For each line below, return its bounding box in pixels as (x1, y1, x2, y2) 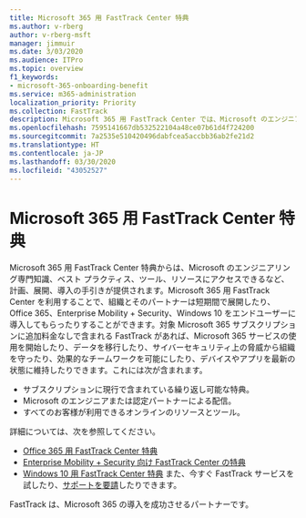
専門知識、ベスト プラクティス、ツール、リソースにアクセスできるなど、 (16, 274, 290, 285)
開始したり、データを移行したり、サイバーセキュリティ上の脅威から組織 (25, 342, 296, 353)
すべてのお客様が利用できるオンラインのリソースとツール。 (22, 407, 246, 418)
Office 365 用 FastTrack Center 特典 (22, 445, 158, 456)
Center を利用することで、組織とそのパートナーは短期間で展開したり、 (9, 297, 276, 308)
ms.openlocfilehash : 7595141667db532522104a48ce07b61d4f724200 (9, 124, 255, 133)
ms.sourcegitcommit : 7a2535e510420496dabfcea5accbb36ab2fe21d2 (9, 132, 255, 141)
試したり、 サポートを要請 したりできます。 (22, 480, 182, 491)
